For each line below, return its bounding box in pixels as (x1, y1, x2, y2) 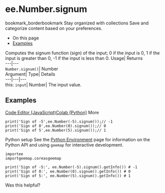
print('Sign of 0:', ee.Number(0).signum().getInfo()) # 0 (5, 169, 131, 174)
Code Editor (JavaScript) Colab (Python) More (5, 109, 99, 115)
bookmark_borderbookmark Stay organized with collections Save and (5, 20, 149, 26)
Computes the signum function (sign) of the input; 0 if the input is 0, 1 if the (5, 50, 160, 56)
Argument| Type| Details (5, 71, 55, 77)
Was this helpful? (5, 182, 41, 188)
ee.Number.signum (5, 3, 87, 15)
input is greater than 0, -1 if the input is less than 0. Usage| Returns (5, 55, 143, 61)
